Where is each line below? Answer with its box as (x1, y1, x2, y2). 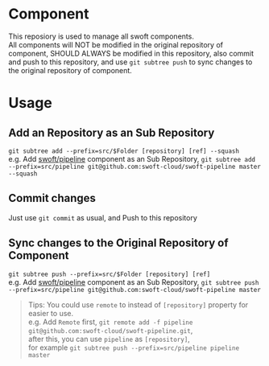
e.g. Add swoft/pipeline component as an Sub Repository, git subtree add (8, 154, 256, 163)
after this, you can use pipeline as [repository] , (27, 334, 191, 343)
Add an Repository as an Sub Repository (8, 125, 215, 139)
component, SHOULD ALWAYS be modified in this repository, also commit (8, 48, 255, 58)
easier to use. (27, 308, 74, 318)
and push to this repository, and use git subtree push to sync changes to (8, 57, 253, 67)
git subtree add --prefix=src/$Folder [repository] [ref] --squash (8, 146, 240, 155)
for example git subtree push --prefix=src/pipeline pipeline (27, 343, 240, 352)
